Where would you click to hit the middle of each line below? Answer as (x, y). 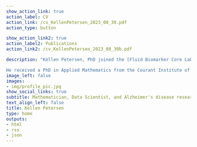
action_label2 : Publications (42, 44)
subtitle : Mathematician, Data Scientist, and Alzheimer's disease (90, 97)
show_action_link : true (35, 11)
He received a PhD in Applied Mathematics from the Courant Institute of (98, 70)
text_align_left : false (35, 103)
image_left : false (28, 76)
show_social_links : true (36, 92)
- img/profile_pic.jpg (34, 86)
